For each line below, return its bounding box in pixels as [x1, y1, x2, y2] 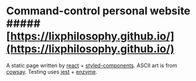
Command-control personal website [6, 4, 191, 18]
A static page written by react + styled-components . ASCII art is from [6, 61, 178, 69]
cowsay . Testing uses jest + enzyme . [6, 68, 98, 75]
